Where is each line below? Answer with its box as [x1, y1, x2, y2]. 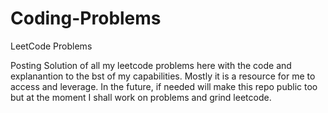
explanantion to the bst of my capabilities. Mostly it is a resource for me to [10, 70, 316, 82]
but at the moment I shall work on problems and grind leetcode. [10, 91, 272, 103]
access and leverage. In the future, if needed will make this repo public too [10, 80, 318, 92]
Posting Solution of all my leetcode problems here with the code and [10, 59, 292, 71]
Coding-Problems [10, 7, 162, 30]
